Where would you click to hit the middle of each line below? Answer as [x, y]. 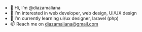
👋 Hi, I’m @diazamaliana [35, 8]
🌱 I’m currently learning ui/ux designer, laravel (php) [64, 18]
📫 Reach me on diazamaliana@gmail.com [54, 24]
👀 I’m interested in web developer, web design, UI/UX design [73, 13]
